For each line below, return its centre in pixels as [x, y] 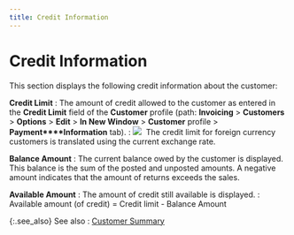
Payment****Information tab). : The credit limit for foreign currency [143, 132]
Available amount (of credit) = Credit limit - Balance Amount [118, 203]
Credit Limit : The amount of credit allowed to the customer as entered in [143, 102]
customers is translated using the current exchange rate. [112, 141]
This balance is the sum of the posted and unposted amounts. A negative [143, 168]
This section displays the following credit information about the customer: [143, 86]
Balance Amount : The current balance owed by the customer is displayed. [146, 158]
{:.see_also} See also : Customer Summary [87, 221]
